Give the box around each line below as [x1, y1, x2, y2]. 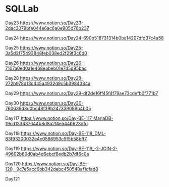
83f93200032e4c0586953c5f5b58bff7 [5, 135, 87, 142]
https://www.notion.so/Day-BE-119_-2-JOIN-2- [21, 145, 118, 152]
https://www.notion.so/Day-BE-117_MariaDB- [20, 115, 114, 121]
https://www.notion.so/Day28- [20, 75, 84, 81]
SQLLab [5, 3, 39, 15]
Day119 [5, 145, 20, 152]
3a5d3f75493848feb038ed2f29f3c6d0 [5, 50, 87, 56]
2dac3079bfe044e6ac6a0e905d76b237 [5, 25, 89, 31]
